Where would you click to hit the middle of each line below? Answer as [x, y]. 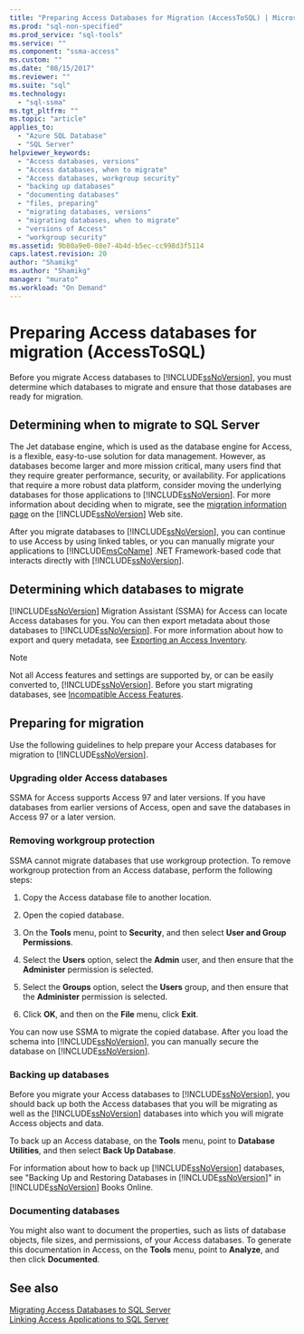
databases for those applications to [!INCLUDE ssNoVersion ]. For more [140, 495]
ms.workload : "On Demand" [58, 288]
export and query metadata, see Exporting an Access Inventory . [128, 640]
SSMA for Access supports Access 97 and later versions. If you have [138, 798]
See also [34, 1288]
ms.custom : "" [36, 60]
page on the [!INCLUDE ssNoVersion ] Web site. [96, 515]
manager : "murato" [44, 280]
